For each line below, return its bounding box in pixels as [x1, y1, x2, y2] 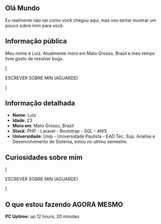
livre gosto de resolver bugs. [5, 55, 64, 61]
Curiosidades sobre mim [5, 153, 83, 162]
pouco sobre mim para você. [5, 22, 64, 28]
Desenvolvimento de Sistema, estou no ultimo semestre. [12, 139, 128, 145]
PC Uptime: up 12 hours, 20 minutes [5, 214, 80, 220]
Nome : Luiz [12, 112, 36, 118]
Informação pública [5, 37, 67, 45]
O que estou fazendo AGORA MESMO [5, 200, 123, 209]
